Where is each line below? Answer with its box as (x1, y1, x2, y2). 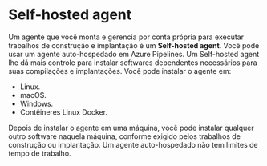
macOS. (19, 90, 47, 99)
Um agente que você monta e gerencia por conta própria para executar (8, 32, 245, 42)
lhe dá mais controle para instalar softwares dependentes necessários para (8, 58, 258, 67)
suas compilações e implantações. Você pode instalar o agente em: (8, 66, 232, 75)
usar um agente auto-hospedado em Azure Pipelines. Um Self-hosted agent (8, 49, 260, 59)
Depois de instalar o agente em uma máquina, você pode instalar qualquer (8, 123, 254, 132)
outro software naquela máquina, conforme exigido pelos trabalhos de (8, 131, 241, 141)
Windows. (19, 99, 54, 108)
